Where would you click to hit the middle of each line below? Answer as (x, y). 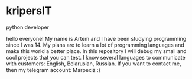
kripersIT (29, 11)
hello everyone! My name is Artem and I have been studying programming (96, 38)
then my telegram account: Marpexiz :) (53, 70)
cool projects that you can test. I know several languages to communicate (96, 57)
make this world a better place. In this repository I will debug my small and (96, 51)
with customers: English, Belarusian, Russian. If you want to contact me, (94, 64)
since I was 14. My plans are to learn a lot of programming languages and (95, 45)
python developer (27, 27)
